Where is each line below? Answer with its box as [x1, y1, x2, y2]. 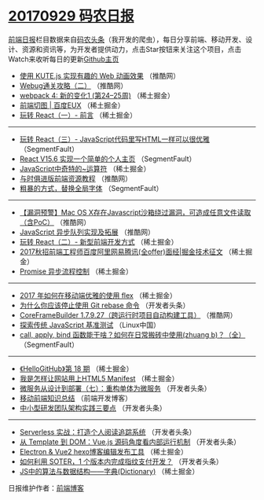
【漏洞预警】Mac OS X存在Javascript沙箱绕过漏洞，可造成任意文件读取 [19, 208, 251, 217]
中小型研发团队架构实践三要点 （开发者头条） [19, 403, 167, 413]
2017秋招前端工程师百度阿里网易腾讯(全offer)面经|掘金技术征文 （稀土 [19, 247, 246, 256]
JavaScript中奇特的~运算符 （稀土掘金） [19, 164, 151, 173]
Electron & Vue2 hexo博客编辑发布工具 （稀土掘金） [19, 447, 189, 456]
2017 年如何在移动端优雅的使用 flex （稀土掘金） [19, 290, 177, 300]
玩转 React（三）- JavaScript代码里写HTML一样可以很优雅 [19, 134, 210, 144]
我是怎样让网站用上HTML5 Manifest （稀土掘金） [19, 373, 179, 383]
